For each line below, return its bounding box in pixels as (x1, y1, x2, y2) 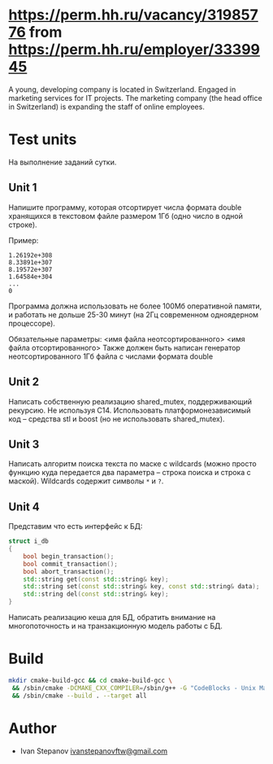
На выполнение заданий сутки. (8, 157, 117, 167)
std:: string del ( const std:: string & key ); (23, 590, 169, 599)
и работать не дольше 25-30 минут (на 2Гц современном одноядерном (8, 309, 258, 319)
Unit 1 (8, 181, 37, 194)
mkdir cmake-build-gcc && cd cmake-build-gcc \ (8, 676, 173, 684)
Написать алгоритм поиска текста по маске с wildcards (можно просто (8, 459, 258, 469)
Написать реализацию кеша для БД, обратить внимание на (8, 613, 216, 622)
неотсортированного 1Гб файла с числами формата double (8, 351, 214, 361)
